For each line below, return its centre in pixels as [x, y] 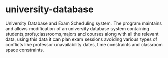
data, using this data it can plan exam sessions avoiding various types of [81, 39]
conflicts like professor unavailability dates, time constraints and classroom [84, 44]
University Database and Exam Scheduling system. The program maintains [83, 23]
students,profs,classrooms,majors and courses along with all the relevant [82, 34]
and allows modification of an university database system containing [77, 28]
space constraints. [25, 50]
